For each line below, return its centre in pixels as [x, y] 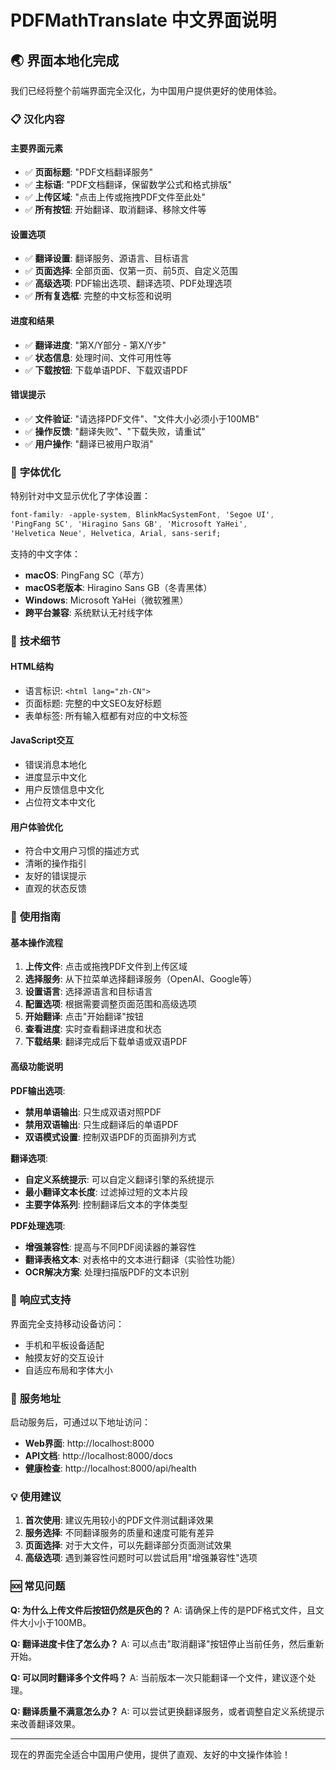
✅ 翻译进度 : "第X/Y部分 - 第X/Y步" [95, 345]
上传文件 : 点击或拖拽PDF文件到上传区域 [106, 967]
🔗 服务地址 [36, 1398]
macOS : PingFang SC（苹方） [87, 575]
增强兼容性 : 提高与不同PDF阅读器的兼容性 [110, 1247]
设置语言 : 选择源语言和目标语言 [88, 992]
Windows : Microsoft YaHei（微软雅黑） [106, 600]
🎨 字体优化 [36, 472]
